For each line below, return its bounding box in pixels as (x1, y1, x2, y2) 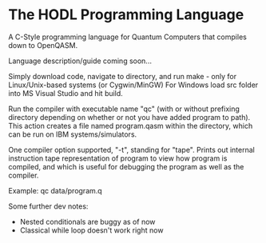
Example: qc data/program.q (8, 185, 102, 195)
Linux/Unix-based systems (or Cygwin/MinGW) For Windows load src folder (8, 80, 259, 90)
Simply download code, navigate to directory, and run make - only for (8, 71, 237, 81)
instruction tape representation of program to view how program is (8, 153, 228, 163)
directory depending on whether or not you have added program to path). (8, 112, 251, 121)
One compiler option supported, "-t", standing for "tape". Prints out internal (8, 145, 256, 154)
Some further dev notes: (8, 201, 89, 211)
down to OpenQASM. (8, 40, 78, 50)
